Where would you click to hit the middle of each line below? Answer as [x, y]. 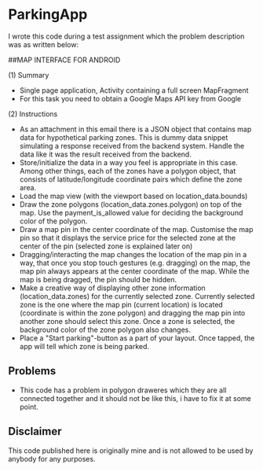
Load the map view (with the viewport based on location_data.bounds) [133, 196]
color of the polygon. [53, 221]
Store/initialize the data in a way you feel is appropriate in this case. [128, 162]
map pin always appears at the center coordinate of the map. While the [134, 271]
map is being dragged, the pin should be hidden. [98, 279]
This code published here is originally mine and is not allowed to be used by [131, 451]
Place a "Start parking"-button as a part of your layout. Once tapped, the [137, 338]
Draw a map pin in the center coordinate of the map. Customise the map [136, 229]
